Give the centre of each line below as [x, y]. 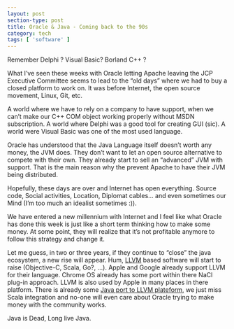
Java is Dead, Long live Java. [49, 318]
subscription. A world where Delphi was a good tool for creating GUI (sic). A [116, 124]
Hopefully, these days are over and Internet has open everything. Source [112, 188]
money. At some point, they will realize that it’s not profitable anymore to [111, 232]
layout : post [26, 14]
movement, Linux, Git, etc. [45, 96]
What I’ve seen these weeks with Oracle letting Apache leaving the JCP [110, 73]
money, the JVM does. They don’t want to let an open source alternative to [115, 153]
